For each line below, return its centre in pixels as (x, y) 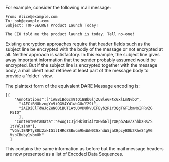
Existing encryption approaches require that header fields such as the (78, 44)
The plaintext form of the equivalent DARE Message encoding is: (73, 86)
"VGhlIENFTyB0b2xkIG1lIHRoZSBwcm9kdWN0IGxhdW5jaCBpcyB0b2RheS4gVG (81, 131)
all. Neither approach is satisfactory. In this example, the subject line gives (83, 54)
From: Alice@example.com (31, 17)
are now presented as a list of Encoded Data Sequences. (65, 154)
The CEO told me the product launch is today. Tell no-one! (70, 34)
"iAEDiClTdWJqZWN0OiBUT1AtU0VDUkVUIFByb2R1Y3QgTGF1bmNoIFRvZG (86, 108)
